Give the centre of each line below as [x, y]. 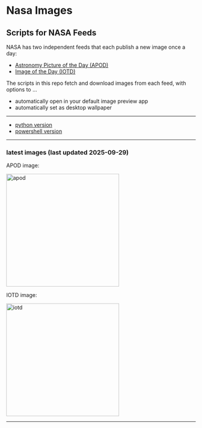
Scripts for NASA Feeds [51, 33]
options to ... [22, 90]
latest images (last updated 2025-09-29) [68, 152]
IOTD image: [22, 295]
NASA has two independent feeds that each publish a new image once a [96, 47]
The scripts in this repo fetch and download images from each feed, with [96, 83]
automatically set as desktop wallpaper [63, 108]
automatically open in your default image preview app [81, 101]
